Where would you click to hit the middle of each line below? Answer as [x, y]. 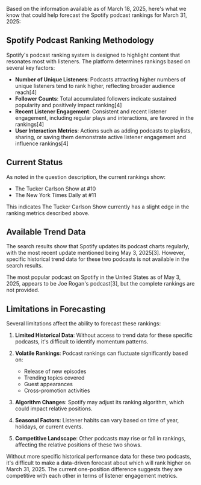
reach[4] [26, 92]
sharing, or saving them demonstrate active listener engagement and [100, 137]
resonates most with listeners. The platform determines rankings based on [98, 61]
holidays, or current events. [49, 427]
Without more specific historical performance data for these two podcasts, [99, 457]
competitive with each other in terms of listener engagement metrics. [92, 476]
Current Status [35, 162]
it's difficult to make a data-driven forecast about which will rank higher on [99, 463]
